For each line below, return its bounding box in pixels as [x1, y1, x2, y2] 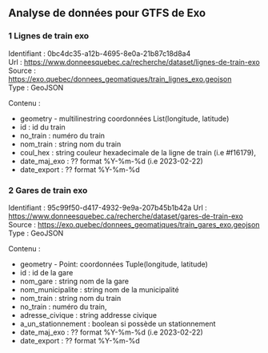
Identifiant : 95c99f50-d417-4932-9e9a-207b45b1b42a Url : [8, 203, 208, 212]
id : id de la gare [19, 267, 74, 277]
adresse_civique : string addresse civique [19, 310, 158, 319]
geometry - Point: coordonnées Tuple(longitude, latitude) [19, 259, 208, 269]
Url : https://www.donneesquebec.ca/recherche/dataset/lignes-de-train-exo [8, 57, 260, 66]
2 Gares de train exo [8, 184, 88, 195]
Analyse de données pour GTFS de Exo [8, 6, 206, 20]
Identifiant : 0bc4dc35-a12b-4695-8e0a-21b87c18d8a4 [8, 48, 191, 58]
